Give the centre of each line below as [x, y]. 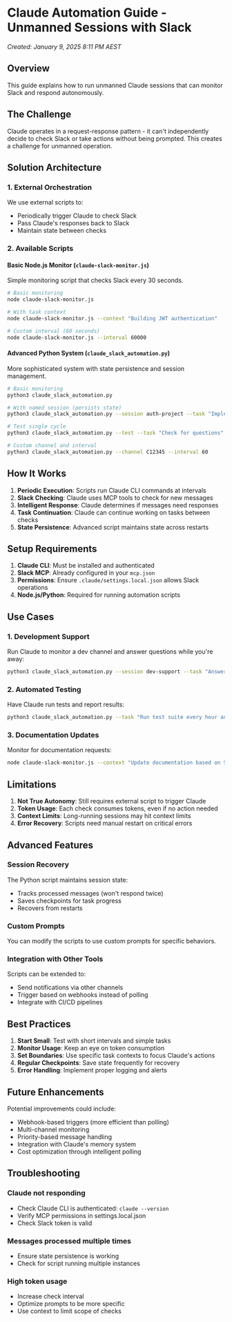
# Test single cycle [37, 427]
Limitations [32, 784]
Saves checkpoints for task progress [69, 901]
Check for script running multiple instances [78, 1264]
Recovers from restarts [50, 908]
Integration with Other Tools [55, 959]
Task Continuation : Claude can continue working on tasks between [114, 512]
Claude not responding [47, 1193]
